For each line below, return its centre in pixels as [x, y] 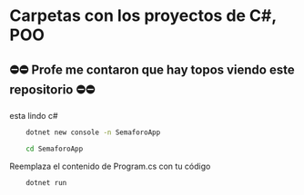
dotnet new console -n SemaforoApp [93, 132]
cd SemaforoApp [55, 149]
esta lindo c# [34, 116]
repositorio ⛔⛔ [52, 89]
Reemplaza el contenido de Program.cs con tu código [110, 166]
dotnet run [46, 182]
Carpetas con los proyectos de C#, [143, 16]
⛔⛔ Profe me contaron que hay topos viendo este [152, 69]
